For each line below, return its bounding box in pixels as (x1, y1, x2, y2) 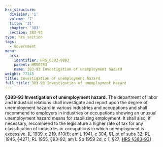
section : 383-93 (9, 30, 43, 35)
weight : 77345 (5, 72, 34, 76)
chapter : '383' (9, 26, 41, 31)
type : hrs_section (5, 35, 43, 40)
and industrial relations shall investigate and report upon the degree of (5, 99, 148, 105)
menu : (5, 48, 16, 53)
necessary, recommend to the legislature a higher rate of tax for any (5, 120, 144, 126)
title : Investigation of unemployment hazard (5, 76, 100, 81)
